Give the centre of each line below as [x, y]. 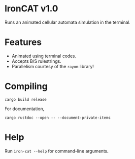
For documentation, [25, 109]
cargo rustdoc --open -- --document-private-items [58, 118]
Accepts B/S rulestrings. [36, 61]
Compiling [26, 86]
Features [23, 42]
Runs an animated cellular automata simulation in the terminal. [67, 22]
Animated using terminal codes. [44, 56]
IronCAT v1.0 [32, 9]
